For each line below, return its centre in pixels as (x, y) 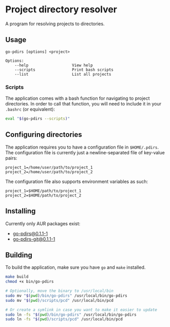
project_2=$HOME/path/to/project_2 (43, 195)
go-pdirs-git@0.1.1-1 (34, 239)
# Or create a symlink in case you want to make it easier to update (81, 310)
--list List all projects (63, 74)
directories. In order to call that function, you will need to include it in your (83, 104)
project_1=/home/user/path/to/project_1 (49, 167)
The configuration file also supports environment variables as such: (77, 181)
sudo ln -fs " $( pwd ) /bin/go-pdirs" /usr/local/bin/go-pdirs (71, 315)
